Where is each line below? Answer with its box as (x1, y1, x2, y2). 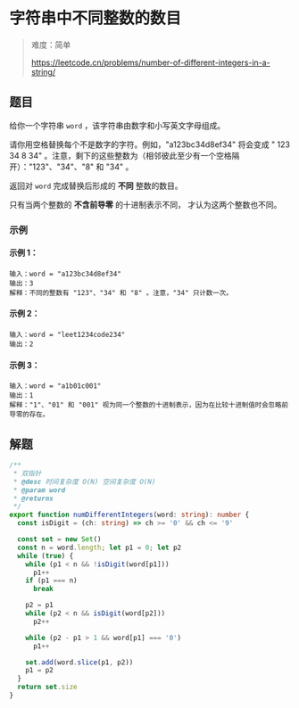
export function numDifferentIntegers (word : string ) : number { (9, 510, 250, 520)
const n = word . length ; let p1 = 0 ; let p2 (17, 543, 181, 552)
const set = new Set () (17, 535, 102, 544)
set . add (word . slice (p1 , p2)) (25, 657, 134, 667)
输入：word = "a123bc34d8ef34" (9, 269, 122, 278)
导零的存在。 (9, 410, 50, 419)
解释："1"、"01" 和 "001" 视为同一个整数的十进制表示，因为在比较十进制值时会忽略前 (9, 400, 288, 410)
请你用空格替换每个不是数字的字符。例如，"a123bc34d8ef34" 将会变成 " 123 (9, 139, 290, 150)
